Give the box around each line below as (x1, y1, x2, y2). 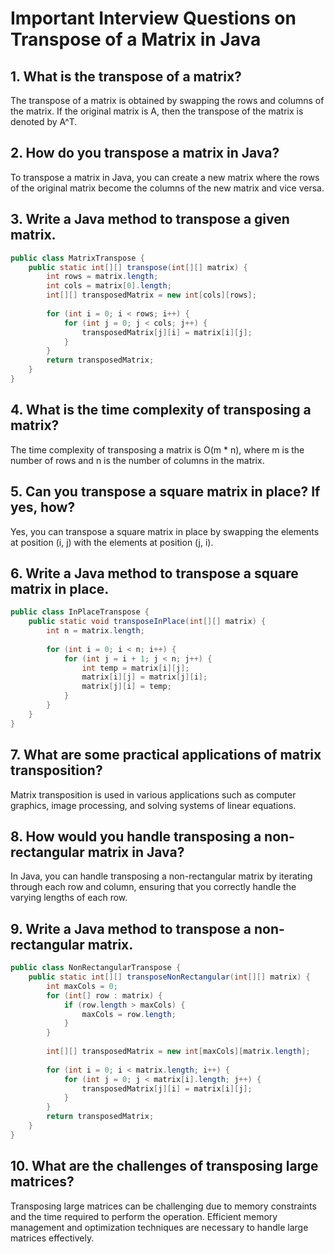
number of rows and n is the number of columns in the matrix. (10, 454, 265, 466)
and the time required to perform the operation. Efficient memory (10, 1210, 278, 1222)
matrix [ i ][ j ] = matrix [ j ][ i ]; (81, 672, 208, 682)
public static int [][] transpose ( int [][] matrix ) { (28, 262, 248, 272)
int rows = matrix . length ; (46, 272, 159, 282)
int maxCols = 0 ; (46, 981, 118, 991)
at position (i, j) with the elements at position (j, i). (10, 536, 214, 548)
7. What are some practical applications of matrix (10, 747, 322, 764)
